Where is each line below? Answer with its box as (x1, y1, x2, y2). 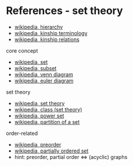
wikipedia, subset (14, 64, 57, 71)
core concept (6, 47, 38, 54)
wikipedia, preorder (14, 141, 62, 148)
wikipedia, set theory (14, 99, 65, 106)
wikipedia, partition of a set (14, 118, 80, 125)
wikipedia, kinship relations (14, 36, 80, 43)
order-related (6, 130, 38, 137)
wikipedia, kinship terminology (14, 29, 88, 36)
